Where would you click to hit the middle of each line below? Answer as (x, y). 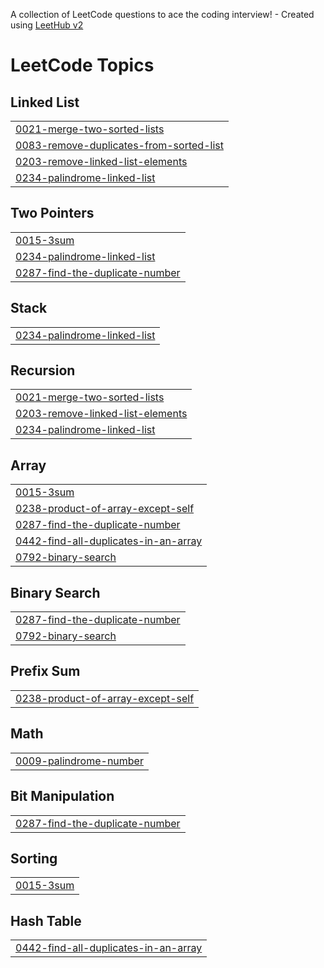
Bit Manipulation (62, 796)
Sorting (34, 858)
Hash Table (46, 920)
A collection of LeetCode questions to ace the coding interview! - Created (162, 14)
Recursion (43, 370)
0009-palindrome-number (79, 761)
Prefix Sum (45, 671)
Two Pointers (52, 213)
